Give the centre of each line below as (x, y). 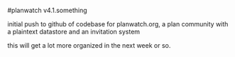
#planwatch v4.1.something (47, 10)
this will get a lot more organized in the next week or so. (89, 45)
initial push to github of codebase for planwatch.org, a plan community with (118, 24)
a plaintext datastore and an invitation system (74, 32)
